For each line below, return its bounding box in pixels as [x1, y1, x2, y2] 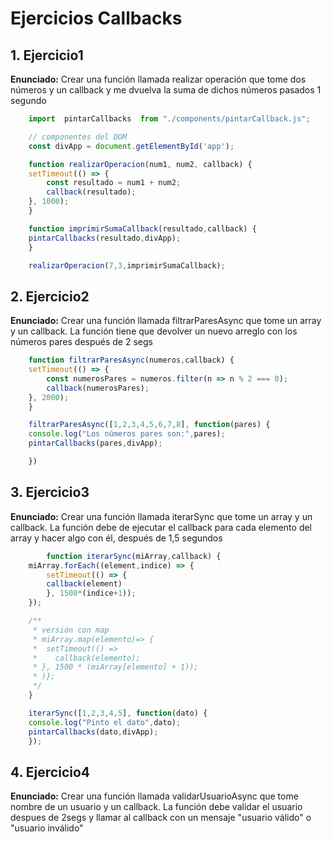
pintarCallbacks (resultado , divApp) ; [28, 233, 182, 243]
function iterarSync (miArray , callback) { [46, 551, 222, 561]
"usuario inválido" [10, 822, 84, 834]
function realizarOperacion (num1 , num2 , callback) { [28, 159, 253, 169]
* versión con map [32, 625, 110, 635]
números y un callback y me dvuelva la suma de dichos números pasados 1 [10, 84, 322, 96]
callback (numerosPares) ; [46, 383, 150, 393]
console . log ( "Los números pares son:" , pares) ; [28, 429, 226, 439]
